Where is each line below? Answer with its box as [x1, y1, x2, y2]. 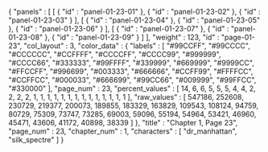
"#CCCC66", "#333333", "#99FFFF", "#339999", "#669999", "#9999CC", [8, 58, 255, 68]
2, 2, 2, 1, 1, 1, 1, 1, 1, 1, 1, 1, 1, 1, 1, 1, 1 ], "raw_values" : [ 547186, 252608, [8, 92, 244, 101]
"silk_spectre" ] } [8, 135, 64, 144]
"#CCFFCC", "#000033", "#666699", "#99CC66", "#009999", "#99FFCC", [8, 76, 257, 84]
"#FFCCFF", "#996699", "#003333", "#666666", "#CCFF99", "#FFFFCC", [8, 67, 254, 76]
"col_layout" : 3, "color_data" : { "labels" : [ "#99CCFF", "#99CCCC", [23, 41, 251, 51]
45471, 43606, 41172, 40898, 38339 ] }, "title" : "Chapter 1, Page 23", [8, 118, 238, 127]
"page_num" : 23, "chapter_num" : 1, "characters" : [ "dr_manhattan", [8, 126, 237, 136]
